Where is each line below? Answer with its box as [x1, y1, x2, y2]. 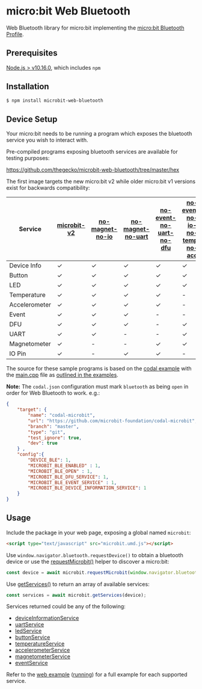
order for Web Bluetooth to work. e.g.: [6, 390, 100, 397]
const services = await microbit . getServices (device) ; [6, 592, 147, 598]
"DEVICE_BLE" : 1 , [28, 457, 71, 463]
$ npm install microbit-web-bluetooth [6, 98, 103, 104]
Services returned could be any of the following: [6, 603, 126, 610]
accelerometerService [14, 646, 70, 654]
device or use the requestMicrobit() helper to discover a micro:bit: [6, 558, 170, 565]
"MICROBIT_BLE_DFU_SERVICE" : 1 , [28, 474, 109, 480]
